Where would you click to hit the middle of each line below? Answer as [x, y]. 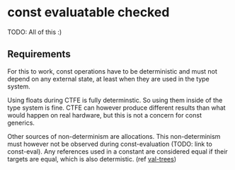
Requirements [39, 54]
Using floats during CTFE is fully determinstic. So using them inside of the [115, 100]
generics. [21, 123]
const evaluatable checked [88, 12]
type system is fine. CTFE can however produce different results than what [116, 108]
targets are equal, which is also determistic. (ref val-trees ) [92, 159]
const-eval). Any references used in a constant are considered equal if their [117, 151]
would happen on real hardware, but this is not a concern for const [104, 115]
